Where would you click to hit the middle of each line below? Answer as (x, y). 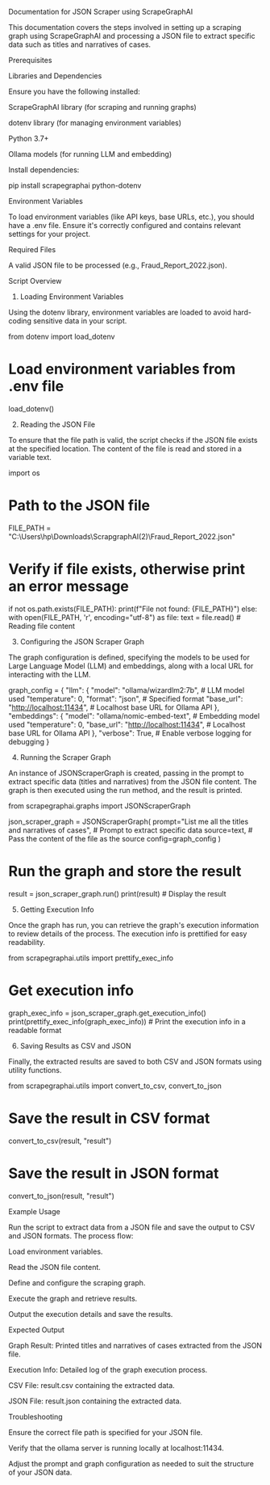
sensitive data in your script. (80, 321)
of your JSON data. (40, 1472)
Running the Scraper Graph (65, 757)
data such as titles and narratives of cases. (80, 44)
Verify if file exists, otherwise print (127, 570)
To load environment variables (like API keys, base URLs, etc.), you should (131, 217)
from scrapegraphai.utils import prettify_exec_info (91, 958)
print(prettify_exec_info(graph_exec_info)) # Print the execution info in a (127, 1021)
